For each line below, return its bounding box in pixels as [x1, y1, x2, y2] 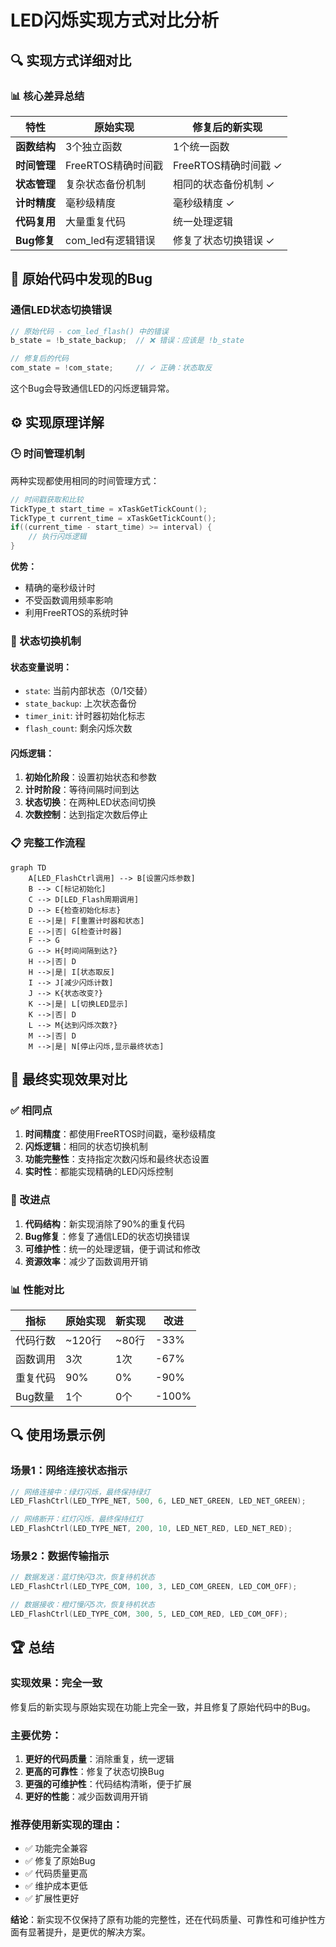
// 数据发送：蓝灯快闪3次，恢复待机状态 [10, 1572, 155, 1583]
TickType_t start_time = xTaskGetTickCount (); [10, 504, 208, 514]
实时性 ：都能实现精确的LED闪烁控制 [24, 1166, 174, 1178]
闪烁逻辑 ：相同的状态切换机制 [24, 1141, 148, 1153]
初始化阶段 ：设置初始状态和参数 [24, 771, 157, 783]
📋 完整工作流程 [10, 836, 86, 850]
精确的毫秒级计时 [24, 582, 96, 593]
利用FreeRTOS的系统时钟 [24, 607, 129, 618]
